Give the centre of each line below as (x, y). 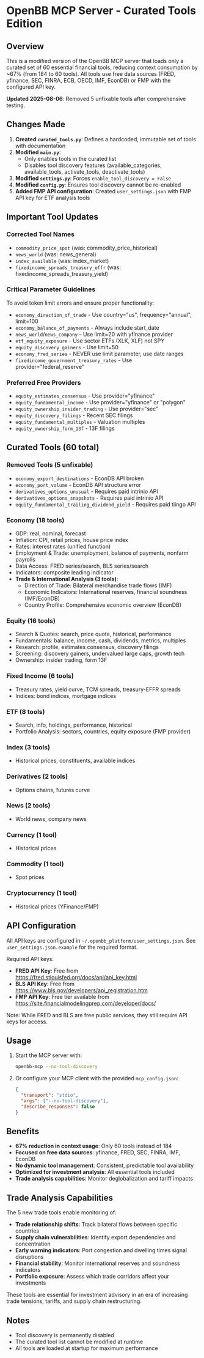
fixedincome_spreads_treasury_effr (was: (68, 267)
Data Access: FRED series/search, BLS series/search (82, 566)
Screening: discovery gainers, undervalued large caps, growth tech (100, 654)
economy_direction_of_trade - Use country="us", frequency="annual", (104, 314)
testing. (16, 105)
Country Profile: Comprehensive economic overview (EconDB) (103, 605)
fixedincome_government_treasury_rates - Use (74, 360)
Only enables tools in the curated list (70, 158)
